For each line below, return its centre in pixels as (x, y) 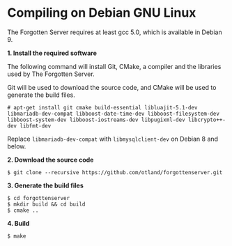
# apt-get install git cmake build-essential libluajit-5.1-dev (102, 107)
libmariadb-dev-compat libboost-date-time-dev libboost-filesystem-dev (113, 114)
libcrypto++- (207, 120)
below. (17, 146)
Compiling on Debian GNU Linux (102, 13)
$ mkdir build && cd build (46, 204)
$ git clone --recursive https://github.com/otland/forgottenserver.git (115, 172)
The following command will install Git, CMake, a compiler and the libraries (114, 66)
